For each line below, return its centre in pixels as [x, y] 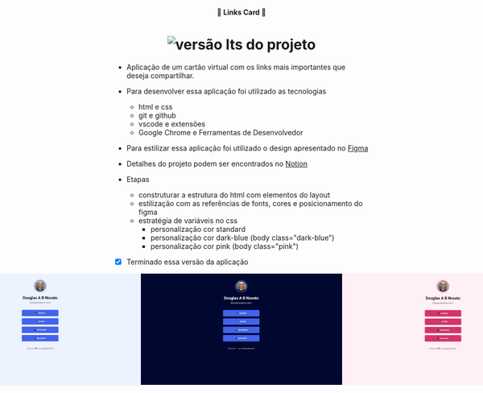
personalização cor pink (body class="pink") [225, 246]
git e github [157, 115]
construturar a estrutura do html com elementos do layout [234, 195]
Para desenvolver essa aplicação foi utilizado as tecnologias [226, 91]
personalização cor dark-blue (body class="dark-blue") [242, 238]
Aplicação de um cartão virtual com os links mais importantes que [236, 67]
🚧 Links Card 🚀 [242, 12]
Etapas [138, 179]
